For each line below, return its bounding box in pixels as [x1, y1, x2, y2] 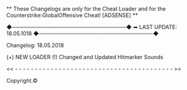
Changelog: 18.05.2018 [6, 42, 64, 49]
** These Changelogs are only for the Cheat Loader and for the [6, 5, 166, 12]
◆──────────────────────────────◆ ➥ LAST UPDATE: [6, 24, 177, 30]
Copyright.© [6, 77, 38, 84]
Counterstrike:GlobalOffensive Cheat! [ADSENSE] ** [6, 12, 139, 19]
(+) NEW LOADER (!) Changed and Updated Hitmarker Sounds [6, 54, 164, 60]
